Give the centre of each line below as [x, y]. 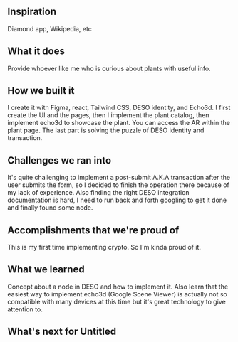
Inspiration [32, 12]
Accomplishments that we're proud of [93, 230]
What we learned [46, 269]
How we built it [41, 91]
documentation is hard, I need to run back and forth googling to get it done [117, 200]
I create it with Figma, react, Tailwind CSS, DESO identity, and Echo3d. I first [119, 108]
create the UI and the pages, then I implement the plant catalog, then [108, 115]
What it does [36, 52]
